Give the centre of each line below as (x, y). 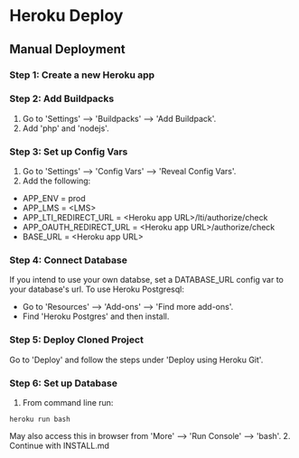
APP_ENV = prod (54, 199)
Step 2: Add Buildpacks (62, 98)
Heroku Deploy (66, 16)
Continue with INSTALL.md (60, 445)
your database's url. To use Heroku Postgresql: (97, 289)
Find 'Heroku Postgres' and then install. (96, 316)
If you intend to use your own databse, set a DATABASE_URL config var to (147, 280)
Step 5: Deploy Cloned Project (77, 340)
